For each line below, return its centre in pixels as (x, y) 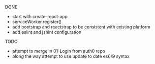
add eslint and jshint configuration (47, 32)
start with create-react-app (40, 16)
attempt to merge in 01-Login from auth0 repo (59, 51)
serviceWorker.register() (37, 22)
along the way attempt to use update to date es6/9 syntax (71, 56)
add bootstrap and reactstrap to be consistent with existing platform (81, 27)
